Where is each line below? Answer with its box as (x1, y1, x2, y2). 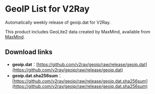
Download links (5, 48, 53, 56)
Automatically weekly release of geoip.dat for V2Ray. (5, 19, 111, 25)
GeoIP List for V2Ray (5, 3, 90, 15)
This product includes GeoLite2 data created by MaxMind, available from (5, 29, 151, 34)
